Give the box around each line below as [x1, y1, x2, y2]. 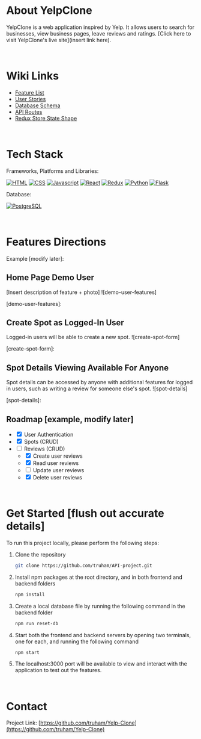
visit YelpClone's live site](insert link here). [6, 36, 112, 43]
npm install [14, 591, 45, 597]
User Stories [14, 95, 46, 102]
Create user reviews [32, 452, 83, 460]
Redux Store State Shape [14, 114, 77, 122]
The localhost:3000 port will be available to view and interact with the [14, 660, 187, 667]
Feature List [14, 89, 44, 96]
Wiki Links [6, 69, 59, 83]
